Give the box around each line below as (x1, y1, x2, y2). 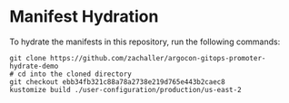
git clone (9, 53, 47, 62)
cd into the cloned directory (17, 70, 132, 79)
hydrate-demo (9, 61, 59, 70)
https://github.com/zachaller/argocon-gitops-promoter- (49, 53, 266, 62)
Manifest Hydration (9, 6, 159, 27)
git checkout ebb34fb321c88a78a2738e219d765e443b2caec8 (9, 77, 225, 87)
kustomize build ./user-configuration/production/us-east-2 (9, 85, 243, 94)
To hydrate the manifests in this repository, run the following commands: (9, 36, 281, 47)
